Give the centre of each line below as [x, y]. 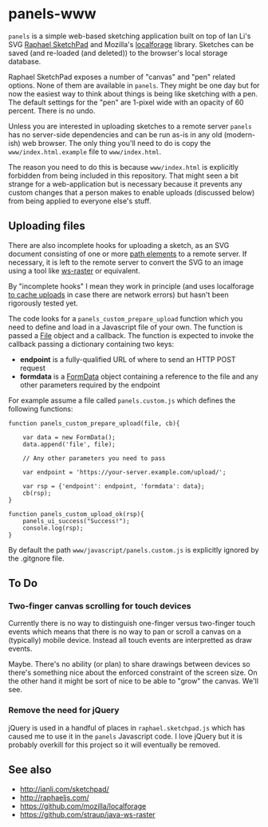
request [32, 368]
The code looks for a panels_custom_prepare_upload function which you [126, 318]
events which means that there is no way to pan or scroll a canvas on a [125, 632]
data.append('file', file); [69, 444]
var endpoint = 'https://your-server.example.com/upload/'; [124, 472]
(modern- [240, 134]
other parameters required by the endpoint [90, 384]
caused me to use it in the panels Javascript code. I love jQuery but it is [126, 736]
